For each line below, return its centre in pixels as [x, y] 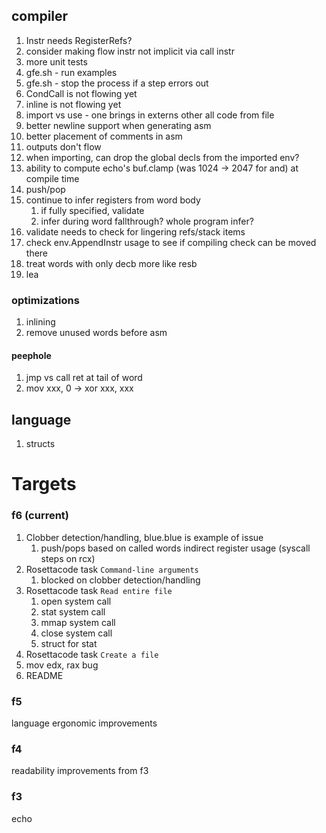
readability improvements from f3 [80, 771]
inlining [40, 322]
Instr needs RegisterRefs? [79, 40]
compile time [52, 178]
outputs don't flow [63, 146]
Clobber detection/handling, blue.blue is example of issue [144, 537]
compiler [40, 16]
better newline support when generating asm [118, 125]
